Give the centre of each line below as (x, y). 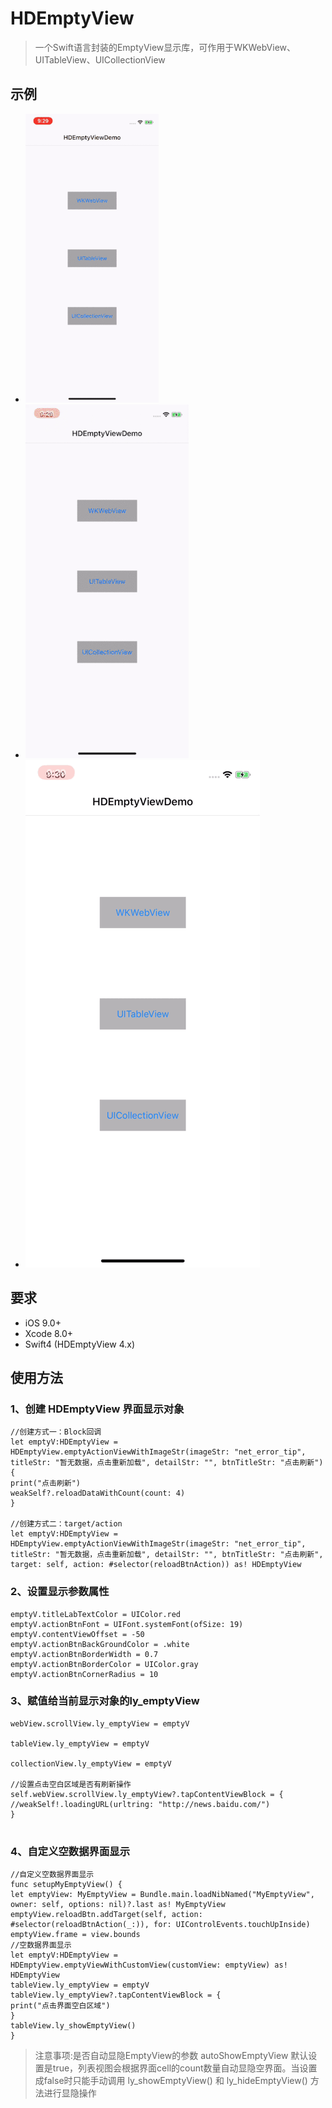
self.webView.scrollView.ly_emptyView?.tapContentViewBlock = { (147, 1794)
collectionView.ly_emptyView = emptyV (91, 1763)
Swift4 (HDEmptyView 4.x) (79, 1344)
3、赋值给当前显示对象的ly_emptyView (105, 1701)
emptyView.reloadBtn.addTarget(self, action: (106, 1915)
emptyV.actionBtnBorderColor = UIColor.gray (104, 1664)
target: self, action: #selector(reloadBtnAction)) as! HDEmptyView (156, 1565)
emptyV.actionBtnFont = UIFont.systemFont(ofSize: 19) (127, 1624)
